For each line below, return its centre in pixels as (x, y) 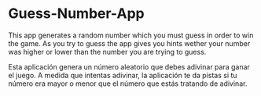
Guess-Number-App (76, 14)
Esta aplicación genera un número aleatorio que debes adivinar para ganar (129, 66)
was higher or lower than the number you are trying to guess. (107, 52)
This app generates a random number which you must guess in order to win (131, 35)
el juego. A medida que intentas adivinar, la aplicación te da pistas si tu (123, 75)
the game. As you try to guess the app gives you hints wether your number (129, 43)
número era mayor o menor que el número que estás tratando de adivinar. (128, 84)
